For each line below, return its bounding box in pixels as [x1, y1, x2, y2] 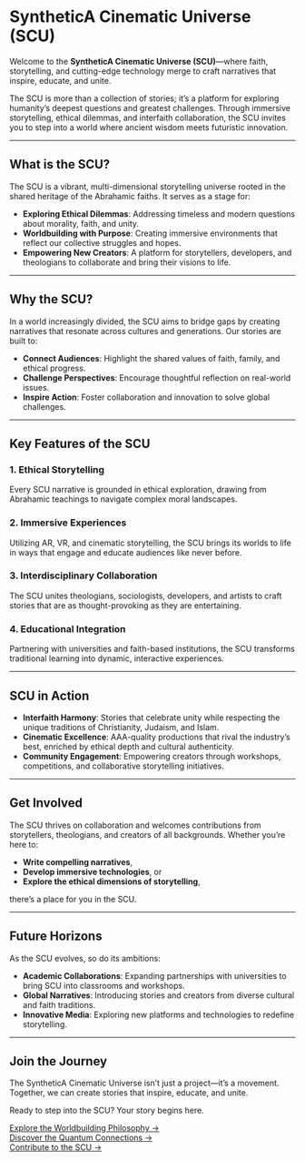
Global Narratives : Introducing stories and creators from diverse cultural [22, 990, 295, 1001]
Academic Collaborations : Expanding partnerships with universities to [22, 970, 288, 981]
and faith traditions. [22, 999, 96, 1010]
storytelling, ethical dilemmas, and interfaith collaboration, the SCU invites [9, 112, 286, 123]
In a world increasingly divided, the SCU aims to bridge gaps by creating [9, 316, 280, 327]
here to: [9, 839, 39, 850]
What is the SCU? [9, 157, 111, 172]
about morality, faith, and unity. [22, 218, 139, 229]
